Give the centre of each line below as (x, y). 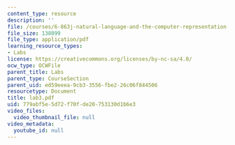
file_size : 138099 (34, 33)
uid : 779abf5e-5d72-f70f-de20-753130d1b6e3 (72, 105)
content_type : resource (42, 14)
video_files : (26, 111)
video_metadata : (31, 124)
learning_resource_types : (45, 46)
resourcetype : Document (42, 91)
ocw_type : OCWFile (34, 66)
